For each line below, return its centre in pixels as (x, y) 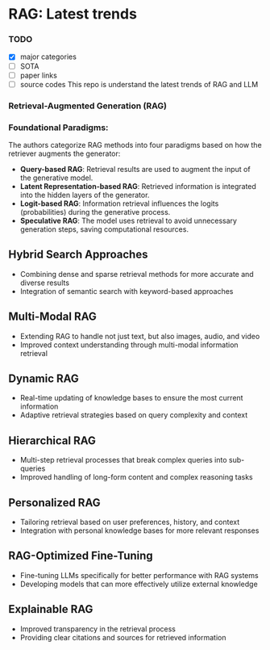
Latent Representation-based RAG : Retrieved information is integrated (138, 186)
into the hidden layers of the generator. (85, 195)
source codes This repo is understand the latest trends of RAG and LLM (139, 84)
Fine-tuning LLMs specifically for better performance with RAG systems (139, 575)
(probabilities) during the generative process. (95, 212)
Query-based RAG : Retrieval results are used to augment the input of (135, 169)
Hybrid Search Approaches (78, 255)
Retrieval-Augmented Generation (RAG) (88, 106)
